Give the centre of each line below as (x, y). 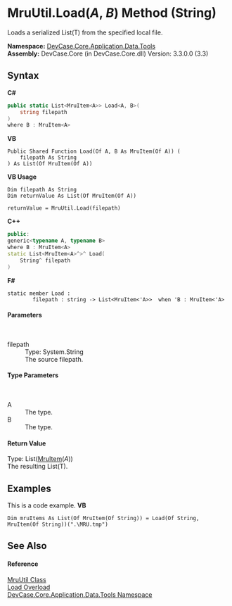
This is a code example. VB (47, 505)
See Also (27, 546)
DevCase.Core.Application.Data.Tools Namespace (80, 594)
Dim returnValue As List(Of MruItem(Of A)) (72, 196)
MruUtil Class (27, 579)
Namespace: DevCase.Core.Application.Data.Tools (82, 46)
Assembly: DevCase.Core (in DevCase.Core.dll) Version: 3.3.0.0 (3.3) (108, 53)
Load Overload (29, 587)
